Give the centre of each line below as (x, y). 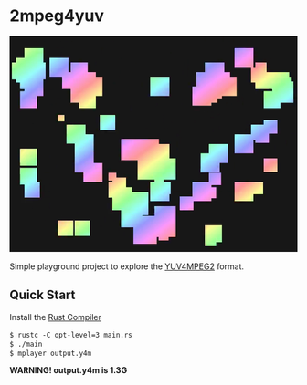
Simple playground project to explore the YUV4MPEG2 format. (127, 266)
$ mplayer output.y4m (51, 353)
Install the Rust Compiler (56, 317)
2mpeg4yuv (57, 16)
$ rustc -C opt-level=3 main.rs (71, 335)
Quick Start (42, 295)
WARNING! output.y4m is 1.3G (69, 369)
